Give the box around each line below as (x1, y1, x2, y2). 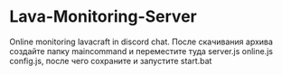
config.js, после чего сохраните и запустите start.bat (9, 55, 212, 66)
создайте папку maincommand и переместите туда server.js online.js (9, 45, 274, 56)
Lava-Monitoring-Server (9, 6, 197, 27)
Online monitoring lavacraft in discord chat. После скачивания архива (9, 36, 274, 47)
